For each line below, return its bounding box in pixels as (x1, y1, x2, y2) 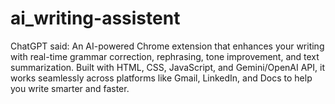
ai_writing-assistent (10, 7, 181, 30)
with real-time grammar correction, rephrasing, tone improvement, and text (10, 50, 320, 62)
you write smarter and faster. (10, 82, 130, 94)
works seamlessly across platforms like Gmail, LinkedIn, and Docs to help (10, 72, 313, 84)
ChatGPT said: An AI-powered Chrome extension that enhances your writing (10, 40, 325, 52)
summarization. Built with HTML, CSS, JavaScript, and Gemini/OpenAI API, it (10, 61, 325, 73)
